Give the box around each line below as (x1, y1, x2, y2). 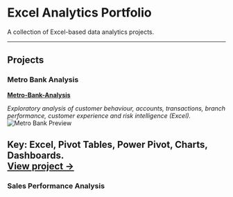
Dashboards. (7, 150, 64, 162)
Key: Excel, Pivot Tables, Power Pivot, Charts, (7, 139, 208, 151)
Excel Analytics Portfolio (7, 5, 152, 21)
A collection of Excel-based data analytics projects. (7, 28, 155, 36)
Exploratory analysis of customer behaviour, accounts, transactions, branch (7, 104, 226, 112)
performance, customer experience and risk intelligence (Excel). (7, 111, 191, 120)
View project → (7, 160, 74, 172)
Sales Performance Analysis (7, 181, 105, 191)
